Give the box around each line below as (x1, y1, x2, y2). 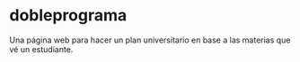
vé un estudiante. (9, 43, 74, 54)
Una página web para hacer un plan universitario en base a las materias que (9, 35, 291, 45)
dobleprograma (9, 5, 128, 26)
